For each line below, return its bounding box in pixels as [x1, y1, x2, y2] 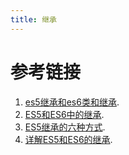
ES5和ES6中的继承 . [24, 108, 105, 120]
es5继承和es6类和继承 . [24, 96, 120, 108]
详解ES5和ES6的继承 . [24, 133, 113, 145]
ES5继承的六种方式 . [24, 121, 106, 133]
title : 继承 [10, 14, 57, 25]
